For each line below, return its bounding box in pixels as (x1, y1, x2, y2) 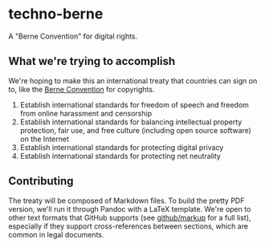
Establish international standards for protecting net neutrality (19, 151, 221, 160)
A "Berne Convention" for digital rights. (8, 31, 138, 41)
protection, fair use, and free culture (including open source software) (19, 125, 251, 135)
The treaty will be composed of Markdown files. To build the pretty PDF (8, 196, 245, 205)
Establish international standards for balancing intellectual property (19, 117, 243, 127)
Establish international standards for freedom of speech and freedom (19, 99, 249, 109)
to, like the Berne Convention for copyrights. (8, 84, 155, 94)
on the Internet (19, 134, 70, 144)
